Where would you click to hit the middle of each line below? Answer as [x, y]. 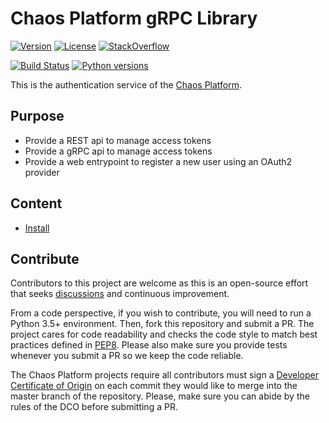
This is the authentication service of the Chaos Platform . [126, 84]
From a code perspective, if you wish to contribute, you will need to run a [161, 313]
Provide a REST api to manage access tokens [118, 140]
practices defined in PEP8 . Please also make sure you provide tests [149, 345]
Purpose [37, 116]
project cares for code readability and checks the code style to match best [164, 334]
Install [37, 228]
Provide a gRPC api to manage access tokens [118, 151]
